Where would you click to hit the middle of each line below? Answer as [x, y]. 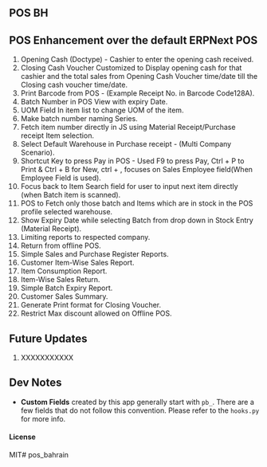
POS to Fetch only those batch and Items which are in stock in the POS [137, 203]
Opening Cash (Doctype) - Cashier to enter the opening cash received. [137, 60]
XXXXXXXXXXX [47, 358]
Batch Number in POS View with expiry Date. [94, 102]
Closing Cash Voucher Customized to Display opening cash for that [131, 68]
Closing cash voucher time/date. [74, 85]
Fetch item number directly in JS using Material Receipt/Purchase [128, 128]
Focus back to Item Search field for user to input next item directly [129, 186]
